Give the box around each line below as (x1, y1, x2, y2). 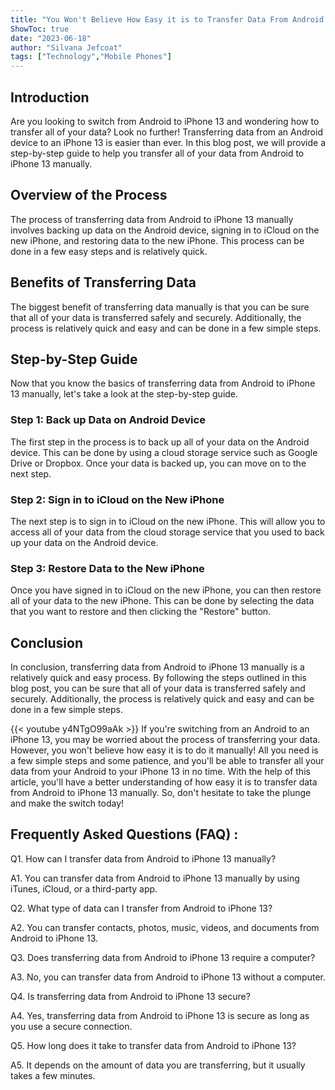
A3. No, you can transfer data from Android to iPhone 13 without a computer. (10, 971, 326, 983)
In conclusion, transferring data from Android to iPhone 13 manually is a (10, 661, 305, 673)
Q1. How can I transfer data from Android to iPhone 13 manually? (10, 852, 277, 865)
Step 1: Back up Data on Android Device (10, 413, 206, 427)
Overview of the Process (10, 187, 168, 204)
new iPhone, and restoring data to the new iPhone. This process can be (10, 234, 305, 246)
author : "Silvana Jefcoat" (10, 42, 123, 53)
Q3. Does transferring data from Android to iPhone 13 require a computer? (10, 951, 316, 963)
